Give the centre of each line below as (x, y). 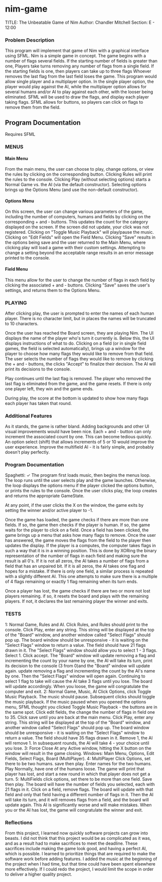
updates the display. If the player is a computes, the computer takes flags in (81, 545)
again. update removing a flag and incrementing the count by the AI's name (80, 671)
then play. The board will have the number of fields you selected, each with (80, 784)
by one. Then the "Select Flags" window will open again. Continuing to (75, 676)
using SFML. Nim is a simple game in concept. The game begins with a (75, 56)
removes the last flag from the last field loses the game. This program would (81, 77)
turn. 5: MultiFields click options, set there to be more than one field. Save (79, 779)
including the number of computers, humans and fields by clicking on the (78, 217)
